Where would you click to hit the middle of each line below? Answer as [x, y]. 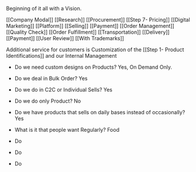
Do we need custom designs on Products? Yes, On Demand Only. [93, 67]
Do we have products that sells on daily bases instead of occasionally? [100, 112]
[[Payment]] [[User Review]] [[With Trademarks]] [65, 38]
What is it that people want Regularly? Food [67, 130]
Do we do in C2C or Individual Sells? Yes [63, 89]
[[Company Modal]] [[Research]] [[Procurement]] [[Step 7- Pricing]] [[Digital [98, 20]
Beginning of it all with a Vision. [44, 8]
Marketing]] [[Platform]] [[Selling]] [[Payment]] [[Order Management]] [90, 26]
